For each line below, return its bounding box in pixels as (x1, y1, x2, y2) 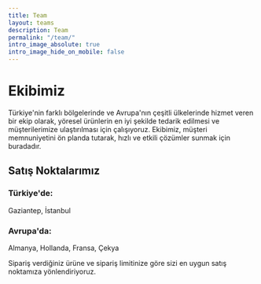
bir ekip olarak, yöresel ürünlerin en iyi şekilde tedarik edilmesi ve (8, 116, 220, 126)
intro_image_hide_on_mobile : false (8, 48, 125, 56)
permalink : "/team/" (8, 33, 76, 42)
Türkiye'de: (8, 188, 53, 199)
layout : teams (8, 19, 55, 27)
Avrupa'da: (8, 225, 52, 236)
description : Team (8, 26, 68, 34)
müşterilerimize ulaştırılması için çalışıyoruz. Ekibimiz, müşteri (8, 124, 208, 134)
